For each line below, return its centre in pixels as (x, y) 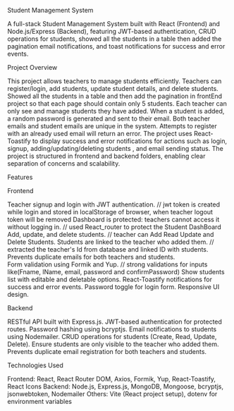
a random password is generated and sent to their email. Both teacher (109, 118)
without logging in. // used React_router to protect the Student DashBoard (114, 227)
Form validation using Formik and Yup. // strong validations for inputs (107, 264)
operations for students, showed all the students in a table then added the (115, 39)
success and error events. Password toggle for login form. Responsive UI (113, 287)
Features (20, 177)
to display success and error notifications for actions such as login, (130, 141)
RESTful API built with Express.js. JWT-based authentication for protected (115, 321)
